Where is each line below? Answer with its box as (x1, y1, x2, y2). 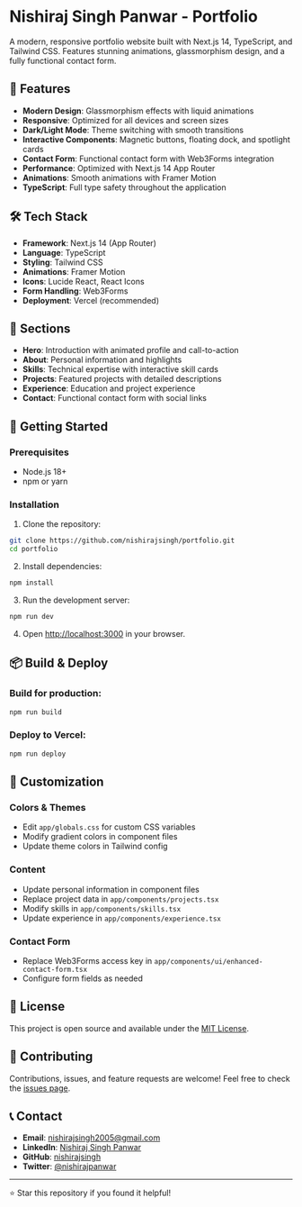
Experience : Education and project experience (22, 383, 196, 394)
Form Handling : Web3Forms (22, 286, 129, 296)
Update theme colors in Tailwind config (22, 840, 168, 852)
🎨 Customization (9, 774, 104, 789)
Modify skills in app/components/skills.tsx (22, 903, 182, 913)
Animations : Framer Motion (22, 266, 126, 277)
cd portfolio (9, 545, 58, 554)
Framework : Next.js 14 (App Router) (22, 237, 157, 249)
